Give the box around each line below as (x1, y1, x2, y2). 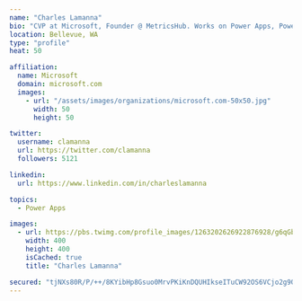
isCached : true (25, 252, 83, 261)
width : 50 (32, 104, 70, 113)
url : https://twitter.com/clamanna (17, 146, 151, 155)
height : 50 (32, 113, 75, 122)
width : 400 (25, 236, 67, 245)
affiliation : (9, 63, 58, 72)
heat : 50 (9, 47, 42, 56)
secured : (9, 278, 42, 287)
